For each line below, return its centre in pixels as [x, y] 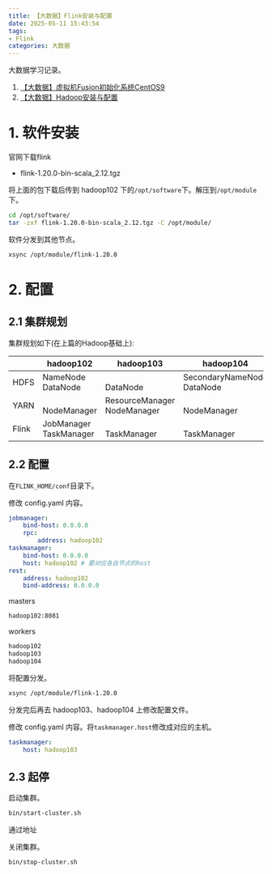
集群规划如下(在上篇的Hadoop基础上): [72, 343]
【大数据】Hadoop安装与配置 [69, 97]
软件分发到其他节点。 [44, 239]
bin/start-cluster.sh [45, 813]
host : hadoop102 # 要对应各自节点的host [87, 563]
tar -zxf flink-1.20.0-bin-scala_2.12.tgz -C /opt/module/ [110, 223]
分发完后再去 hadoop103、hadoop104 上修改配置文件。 [100, 710]
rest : [17, 571]
